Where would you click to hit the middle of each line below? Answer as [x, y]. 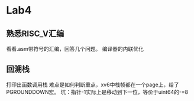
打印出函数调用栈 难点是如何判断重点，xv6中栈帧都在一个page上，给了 [93, 84]
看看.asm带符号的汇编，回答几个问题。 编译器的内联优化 [75, 49]
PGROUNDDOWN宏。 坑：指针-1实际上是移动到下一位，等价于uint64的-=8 [97, 92]
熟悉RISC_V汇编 [35, 33]
